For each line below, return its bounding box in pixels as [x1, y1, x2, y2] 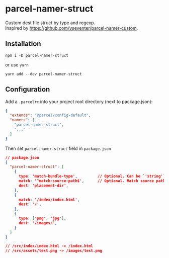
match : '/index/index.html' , [18, 197, 80, 202]
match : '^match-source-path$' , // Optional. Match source [18, 179, 154, 184]
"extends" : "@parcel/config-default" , [10, 113, 92, 118]
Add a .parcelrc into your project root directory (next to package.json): [5, 99, 153, 105]
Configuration [5, 85, 50, 94]
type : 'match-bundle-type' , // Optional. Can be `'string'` [18, 174, 165, 179]
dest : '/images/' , [18, 220, 57, 225]
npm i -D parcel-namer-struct [5, 53, 69, 58]
